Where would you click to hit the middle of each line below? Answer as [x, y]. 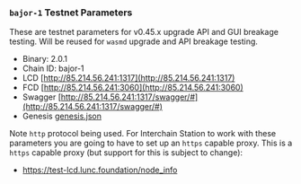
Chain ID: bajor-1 [53, 68]
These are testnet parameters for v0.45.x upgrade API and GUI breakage [144, 32]
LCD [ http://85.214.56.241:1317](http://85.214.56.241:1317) [128, 78]
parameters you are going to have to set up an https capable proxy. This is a [151, 143]
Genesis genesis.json [62, 116]
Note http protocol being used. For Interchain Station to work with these [143, 134]
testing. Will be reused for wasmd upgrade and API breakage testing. [134, 41]
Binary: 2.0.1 [45, 59]
